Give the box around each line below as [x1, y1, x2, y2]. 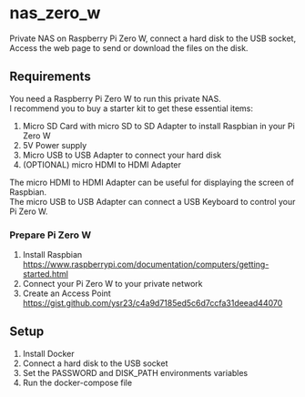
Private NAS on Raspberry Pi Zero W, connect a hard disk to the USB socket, [9, 33, 297, 44]
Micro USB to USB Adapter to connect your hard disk [22, 149, 222, 160]
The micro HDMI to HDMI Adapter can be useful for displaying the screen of [9, 177, 294, 188]
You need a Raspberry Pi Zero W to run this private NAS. [9, 93, 221, 104]
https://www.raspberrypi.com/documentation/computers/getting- [22, 259, 269, 270]
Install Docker [22, 348, 75, 359]
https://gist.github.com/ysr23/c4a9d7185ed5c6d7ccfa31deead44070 [22, 298, 283, 309]
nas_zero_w [9, 3, 101, 24]
